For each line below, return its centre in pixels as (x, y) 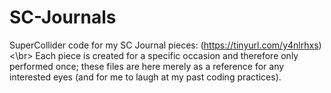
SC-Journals (63, 17)
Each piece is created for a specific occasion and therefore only (167, 55)
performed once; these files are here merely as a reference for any (147, 66)
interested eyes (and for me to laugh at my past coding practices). (145, 77)
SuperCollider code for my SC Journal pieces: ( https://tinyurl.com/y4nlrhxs (164, 45)
